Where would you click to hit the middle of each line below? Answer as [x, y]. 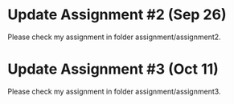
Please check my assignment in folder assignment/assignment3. [114, 91]
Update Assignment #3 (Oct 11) [113, 69]
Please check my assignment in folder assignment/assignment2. [115, 37]
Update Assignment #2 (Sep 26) [117, 15]
